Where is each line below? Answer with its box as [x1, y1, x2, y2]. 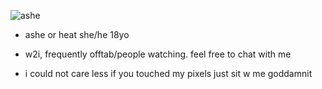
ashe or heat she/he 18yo [24, 29, 130, 40]
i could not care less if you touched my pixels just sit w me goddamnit [24, 68, 313, 79]
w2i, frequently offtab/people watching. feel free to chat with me [24, 48, 292, 60]
